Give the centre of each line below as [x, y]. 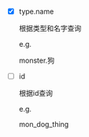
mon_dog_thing [44, 124]
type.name [36, 11]
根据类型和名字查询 [50, 29]
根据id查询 [35, 93]
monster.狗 [37, 61]
